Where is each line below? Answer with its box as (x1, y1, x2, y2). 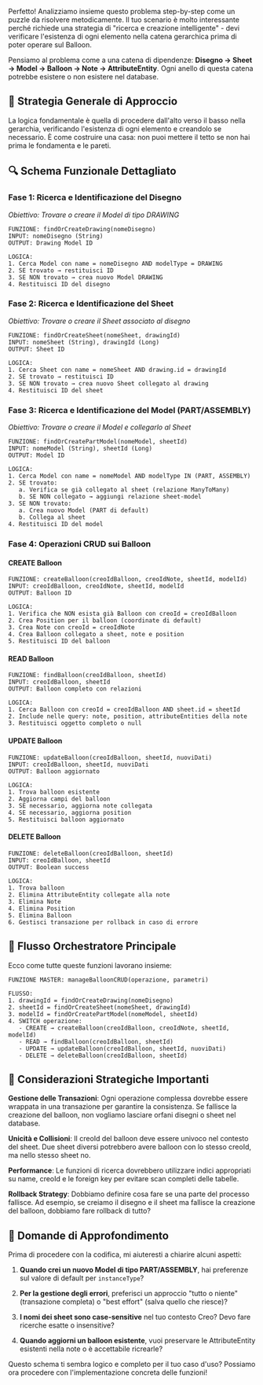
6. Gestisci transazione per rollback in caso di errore (8, 918, 199, 926)
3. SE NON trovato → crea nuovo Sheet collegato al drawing (8, 379, 210, 388)
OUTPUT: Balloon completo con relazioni (8, 685, 143, 693)
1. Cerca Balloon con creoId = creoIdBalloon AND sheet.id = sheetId (8, 705, 241, 714)
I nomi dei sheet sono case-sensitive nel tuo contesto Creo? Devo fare (19, 1313, 251, 1322)
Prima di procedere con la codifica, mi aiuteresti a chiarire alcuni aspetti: (8, 1250, 242, 1259)
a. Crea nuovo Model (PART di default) (18, 506, 149, 514)
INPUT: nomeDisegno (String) (8, 232, 104, 240)
